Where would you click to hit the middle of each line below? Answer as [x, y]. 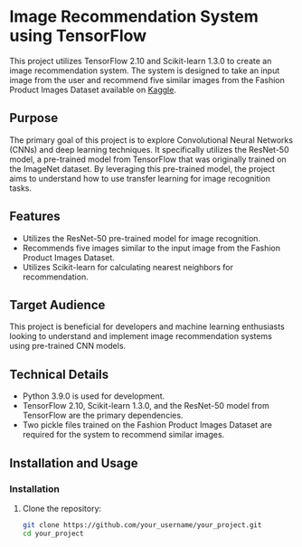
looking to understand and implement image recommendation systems [141, 336]
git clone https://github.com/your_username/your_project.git [142, 525]
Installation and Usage [74, 463]
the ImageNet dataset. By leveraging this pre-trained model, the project [142, 168]
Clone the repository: [62, 508]
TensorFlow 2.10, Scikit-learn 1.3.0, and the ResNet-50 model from [146, 406]
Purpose [34, 118]
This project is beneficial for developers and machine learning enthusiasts [147, 326]
